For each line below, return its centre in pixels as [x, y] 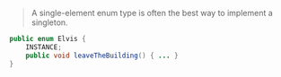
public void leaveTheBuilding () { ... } [102, 56]
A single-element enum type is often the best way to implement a [152, 13]
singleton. [50, 22]
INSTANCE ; [44, 47]
